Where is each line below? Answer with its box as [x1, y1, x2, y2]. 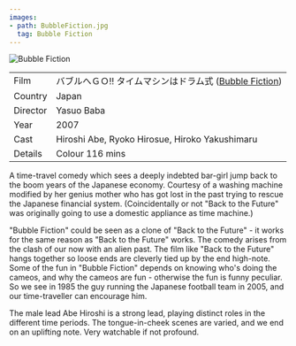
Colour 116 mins [56, 148, 126, 160]
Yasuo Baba [56, 104, 106, 117]
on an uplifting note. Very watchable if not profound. [9, 327, 200, 337]
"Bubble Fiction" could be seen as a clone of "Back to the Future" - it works [9, 225, 285, 235]
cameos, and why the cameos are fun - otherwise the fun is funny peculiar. [9, 272, 283, 283]
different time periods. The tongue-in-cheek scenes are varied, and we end [9, 318, 285, 328]
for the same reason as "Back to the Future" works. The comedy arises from [9, 235, 287, 245]
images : [9, 12, 38, 22]
